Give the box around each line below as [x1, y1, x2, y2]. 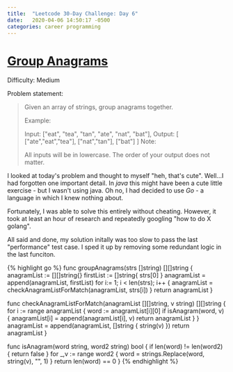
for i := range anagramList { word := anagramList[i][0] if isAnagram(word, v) [7, 307, 225, 315]
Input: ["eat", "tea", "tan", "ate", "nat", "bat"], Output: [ [24, 130, 179, 138]
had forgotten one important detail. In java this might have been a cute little [7, 179, 223, 188]
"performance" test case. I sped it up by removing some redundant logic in [7, 243, 222, 251]
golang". [7, 222, 31, 230]
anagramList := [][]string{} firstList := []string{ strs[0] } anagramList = [7, 271, 207, 280]
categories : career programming [7, 23, 101, 30]
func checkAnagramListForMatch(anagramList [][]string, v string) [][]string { [7, 300, 226, 308]
